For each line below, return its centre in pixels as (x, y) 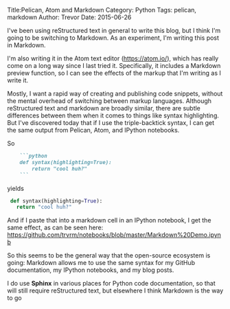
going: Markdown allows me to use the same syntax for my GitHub (101, 263)
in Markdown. (26, 45)
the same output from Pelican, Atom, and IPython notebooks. (93, 130)
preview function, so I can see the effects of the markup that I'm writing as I (114, 73)
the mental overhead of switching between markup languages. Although (109, 101)
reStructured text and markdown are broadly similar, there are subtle (104, 108)
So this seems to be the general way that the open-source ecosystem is (109, 255)
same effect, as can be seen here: (55, 228)
